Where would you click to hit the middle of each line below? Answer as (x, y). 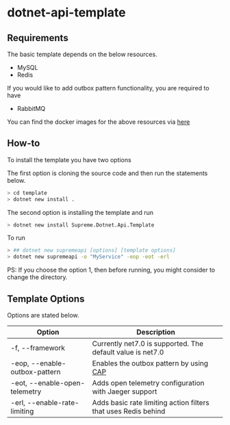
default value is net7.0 (128, 352)
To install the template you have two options (69, 159)
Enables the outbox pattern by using (150, 363)
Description (156, 332)
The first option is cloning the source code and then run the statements (107, 173)
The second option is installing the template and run (80, 212)
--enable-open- (57, 383)
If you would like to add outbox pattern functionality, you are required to (108, 88)
